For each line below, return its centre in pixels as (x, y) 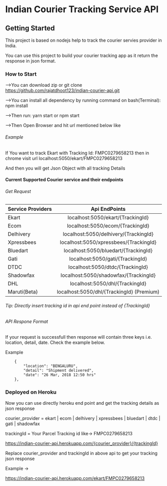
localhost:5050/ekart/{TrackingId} (108, 218)
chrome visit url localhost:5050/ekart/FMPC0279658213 (64, 158)
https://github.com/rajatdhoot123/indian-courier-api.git (62, 90)
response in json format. (31, 61)
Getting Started (30, 28)
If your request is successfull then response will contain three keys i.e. (79, 337)
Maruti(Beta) (23, 292)
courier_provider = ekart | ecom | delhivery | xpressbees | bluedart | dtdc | (83, 418)
